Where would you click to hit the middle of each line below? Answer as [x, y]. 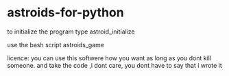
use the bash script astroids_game [56, 45]
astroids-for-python [66, 13]
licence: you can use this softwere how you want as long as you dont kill [109, 58]
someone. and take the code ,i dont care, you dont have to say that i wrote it [115, 65]
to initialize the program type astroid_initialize [71, 31]
